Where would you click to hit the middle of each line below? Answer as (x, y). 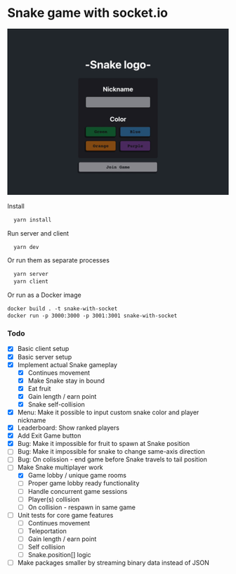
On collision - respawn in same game (81, 507)
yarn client (31, 282)
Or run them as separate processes (59, 260)
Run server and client (38, 233)
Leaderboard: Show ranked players (68, 428)
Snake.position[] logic (59, 555)
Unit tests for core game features (65, 515)
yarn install (33, 219)
